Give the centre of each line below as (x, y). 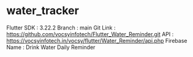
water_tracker (43, 11)
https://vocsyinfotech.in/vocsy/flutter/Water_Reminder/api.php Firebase (97, 40)
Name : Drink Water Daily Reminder (51, 47)
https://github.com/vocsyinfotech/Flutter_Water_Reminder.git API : (90, 34)
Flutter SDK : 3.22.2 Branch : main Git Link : (61, 28)
